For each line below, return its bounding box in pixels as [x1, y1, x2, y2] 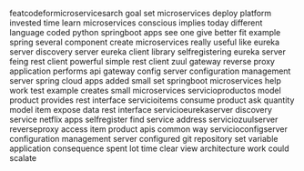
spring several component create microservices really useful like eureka [9, 36, 280, 47]
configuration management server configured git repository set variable [9, 134, 279, 144]
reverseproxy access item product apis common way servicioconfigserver [9, 124, 289, 135]
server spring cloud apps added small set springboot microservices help [9, 75, 282, 85]
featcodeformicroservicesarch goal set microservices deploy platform [9, 8, 272, 18]
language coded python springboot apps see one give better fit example [9, 27, 281, 37]
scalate [9, 153, 37, 163]
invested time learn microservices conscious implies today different [9, 17, 263, 28]
